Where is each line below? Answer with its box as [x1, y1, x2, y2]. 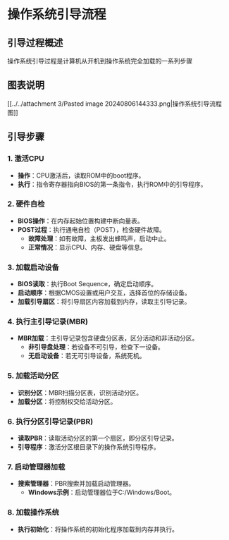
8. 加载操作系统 [7, 508, 60, 517]
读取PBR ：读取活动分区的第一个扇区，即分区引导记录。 [17, 434, 178, 442]
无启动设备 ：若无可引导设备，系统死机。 [27, 352, 146, 360]
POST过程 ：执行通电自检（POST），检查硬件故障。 [17, 225, 166, 233]
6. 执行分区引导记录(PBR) [7, 417, 94, 427]
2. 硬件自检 [7, 199, 45, 209]
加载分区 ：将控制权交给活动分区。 [17, 397, 117, 405]
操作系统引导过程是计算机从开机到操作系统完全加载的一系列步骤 [7, 57, 192, 65]
